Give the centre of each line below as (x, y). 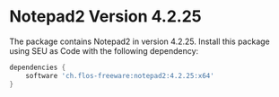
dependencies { (38, 67)
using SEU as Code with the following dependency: (104, 50)
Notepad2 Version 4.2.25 (105, 17)
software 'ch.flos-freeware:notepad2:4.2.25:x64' (120, 75)
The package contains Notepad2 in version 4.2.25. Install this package (140, 41)
